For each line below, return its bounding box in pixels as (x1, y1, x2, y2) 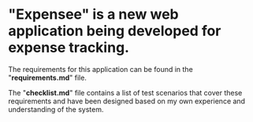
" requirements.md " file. (8, 73, 87, 82)
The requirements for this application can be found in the (8, 64, 193, 74)
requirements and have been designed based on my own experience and (8, 96, 246, 106)
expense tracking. (8, 39, 130, 56)
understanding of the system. (8, 104, 104, 114)
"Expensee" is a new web (8, 5, 179, 23)
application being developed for (8, 22, 221, 40)
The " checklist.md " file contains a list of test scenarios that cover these (8, 88, 243, 97)
